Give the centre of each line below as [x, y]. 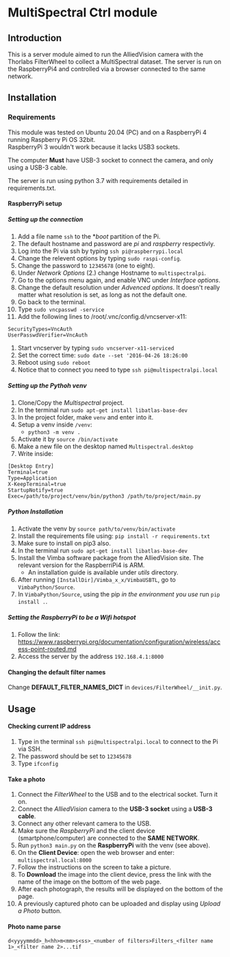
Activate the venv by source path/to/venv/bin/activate [97, 529]
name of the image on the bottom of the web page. [89, 882]
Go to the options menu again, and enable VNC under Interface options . [119, 280]
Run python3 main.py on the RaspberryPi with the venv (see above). [114, 845]
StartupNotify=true [36, 490]
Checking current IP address [49, 726]
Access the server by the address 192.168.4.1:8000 [90, 657]
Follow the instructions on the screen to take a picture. [94, 867]
